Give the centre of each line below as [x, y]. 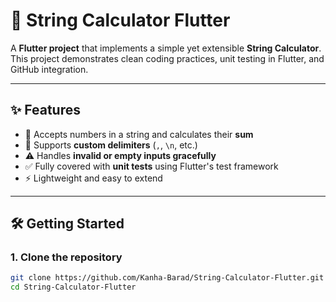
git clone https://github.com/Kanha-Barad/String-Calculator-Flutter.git [167, 278]
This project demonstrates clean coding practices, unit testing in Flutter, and [167, 58]
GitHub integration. [49, 69]
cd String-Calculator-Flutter [73, 287]
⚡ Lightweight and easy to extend [93, 178]
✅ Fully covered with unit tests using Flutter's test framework [151, 166]
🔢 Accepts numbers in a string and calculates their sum [139, 134]
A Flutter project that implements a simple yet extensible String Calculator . [166, 48]
